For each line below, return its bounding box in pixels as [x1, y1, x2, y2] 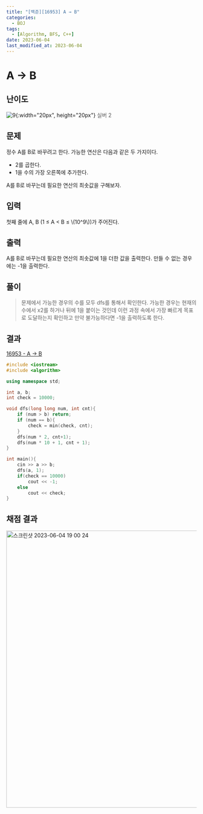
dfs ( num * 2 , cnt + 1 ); [17, 434, 71, 440]
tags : [6, 25, 20, 32]
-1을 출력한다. [17, 262, 50, 270]
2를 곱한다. [14, 161, 41, 168]
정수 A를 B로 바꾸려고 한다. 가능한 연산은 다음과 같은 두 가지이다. [6, 148, 158, 155]
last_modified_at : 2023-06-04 [6, 43, 83, 49]
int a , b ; [6, 389, 31, 395]
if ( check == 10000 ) [17, 473, 66, 479]
